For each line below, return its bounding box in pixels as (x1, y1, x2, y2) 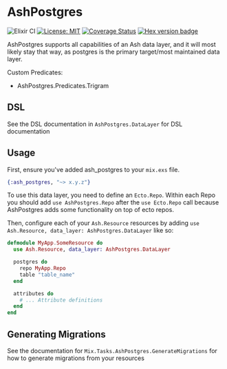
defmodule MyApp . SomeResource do (7, 240, 103, 246)
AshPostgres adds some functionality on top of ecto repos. (7, 206, 174, 214)
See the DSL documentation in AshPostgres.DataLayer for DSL (7, 120, 183, 128)
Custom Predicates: (7, 68, 63, 76)
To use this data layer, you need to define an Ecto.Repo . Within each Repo (7, 191, 215, 200)
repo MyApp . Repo (19, 265, 67, 272)
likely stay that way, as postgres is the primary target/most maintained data (7, 48, 220, 56)
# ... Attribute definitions (19, 297, 103, 304)
